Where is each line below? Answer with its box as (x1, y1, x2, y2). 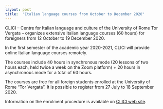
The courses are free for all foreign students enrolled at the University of (5, 78, 151, 85)
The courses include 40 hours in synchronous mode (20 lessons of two (5, 59, 148, 65)
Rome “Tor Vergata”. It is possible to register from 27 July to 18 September (5, 84, 154, 90)
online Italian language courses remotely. (5, 49, 88, 56)
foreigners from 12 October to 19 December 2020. (5, 35, 105, 41)
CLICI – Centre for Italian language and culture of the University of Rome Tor (5, 25, 158, 31)
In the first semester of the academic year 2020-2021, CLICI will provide (5, 45, 150, 50)
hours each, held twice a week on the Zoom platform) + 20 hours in (5, 64, 141, 70)
